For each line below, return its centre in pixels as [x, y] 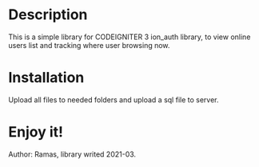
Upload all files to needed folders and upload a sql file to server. [114, 99]
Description [48, 15]
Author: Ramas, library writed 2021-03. [72, 154]
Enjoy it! [36, 132]
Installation [46, 78]
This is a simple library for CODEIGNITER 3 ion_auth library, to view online [129, 37]
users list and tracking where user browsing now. [89, 45]
